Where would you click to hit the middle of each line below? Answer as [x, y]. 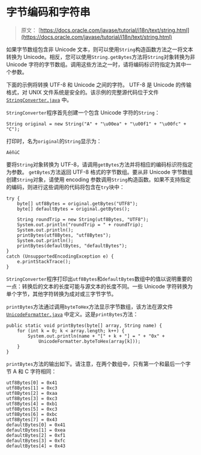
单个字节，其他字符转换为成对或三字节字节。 [61, 294]
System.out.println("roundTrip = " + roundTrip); [80, 224]
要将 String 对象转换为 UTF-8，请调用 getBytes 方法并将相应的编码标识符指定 [100, 164]
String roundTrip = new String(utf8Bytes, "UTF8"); [83, 219]
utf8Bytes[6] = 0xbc [32, 414]
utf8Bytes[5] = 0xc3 [32, 409]
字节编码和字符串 [49, 12]
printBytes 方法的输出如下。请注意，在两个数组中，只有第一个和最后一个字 [98, 364]
